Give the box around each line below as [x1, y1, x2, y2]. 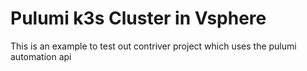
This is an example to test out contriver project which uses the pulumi [10, 40, 297, 52]
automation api [10, 50, 72, 62]
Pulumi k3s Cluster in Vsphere [10, 7, 267, 30]
